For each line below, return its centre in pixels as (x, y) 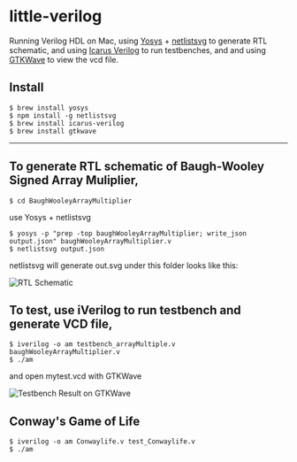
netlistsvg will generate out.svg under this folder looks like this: (124, 265)
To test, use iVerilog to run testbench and (125, 310)
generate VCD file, (61, 323)
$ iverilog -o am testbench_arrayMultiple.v (92, 344)
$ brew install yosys (49, 108)
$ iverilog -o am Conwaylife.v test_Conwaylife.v (103, 442)
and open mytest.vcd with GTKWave (76, 376)
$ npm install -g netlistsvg (63, 115)
